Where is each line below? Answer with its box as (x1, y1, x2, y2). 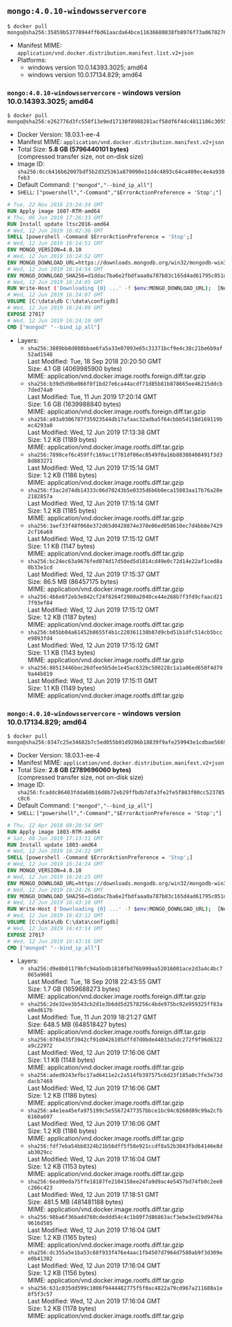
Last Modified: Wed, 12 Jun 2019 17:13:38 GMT (27, 428, 161, 436)
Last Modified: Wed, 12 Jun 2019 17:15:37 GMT (27, 570, 160, 578)
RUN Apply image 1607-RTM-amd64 (7, 208, 100, 215)
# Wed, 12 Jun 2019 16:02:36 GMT (7, 227, 104, 234)
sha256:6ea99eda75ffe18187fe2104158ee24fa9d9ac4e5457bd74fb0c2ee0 (27, 1178, 223, 1186)
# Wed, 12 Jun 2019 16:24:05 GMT (7, 278, 104, 285)
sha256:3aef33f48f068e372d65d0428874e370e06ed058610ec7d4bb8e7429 (27, 522, 223, 529)
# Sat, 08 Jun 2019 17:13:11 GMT (7, 835, 104, 841)
